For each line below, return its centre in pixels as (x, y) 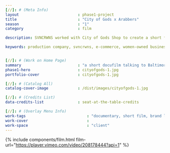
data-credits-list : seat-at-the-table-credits (72, 102)
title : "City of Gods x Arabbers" (72, 19)
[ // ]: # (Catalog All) (29, 84)
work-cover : (47, 121)
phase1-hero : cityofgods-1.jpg (62, 70)
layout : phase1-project (60, 15)
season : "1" (47, 24)
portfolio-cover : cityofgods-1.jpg (62, 74)
